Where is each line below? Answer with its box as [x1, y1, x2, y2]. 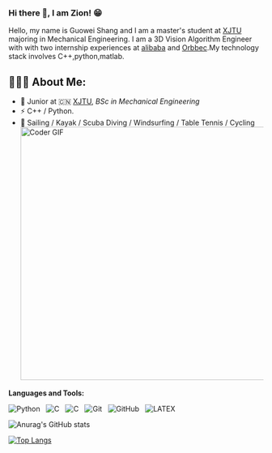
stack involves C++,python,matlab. [8, 52, 125, 62]
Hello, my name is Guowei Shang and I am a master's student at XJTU [8, 26, 242, 36]
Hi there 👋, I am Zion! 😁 [8, 7, 103, 19]
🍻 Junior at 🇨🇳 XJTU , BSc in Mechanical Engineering [19, 96, 200, 106]
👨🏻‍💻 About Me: [8, 75, 87, 88]
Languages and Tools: [8, 388, 85, 398]
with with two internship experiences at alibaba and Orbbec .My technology [8, 43, 259, 53]
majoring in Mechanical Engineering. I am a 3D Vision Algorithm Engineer [8, 34, 253, 44]
